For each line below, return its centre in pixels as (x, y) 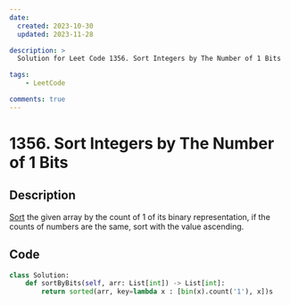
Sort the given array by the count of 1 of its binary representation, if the (140, 216)
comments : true (37, 99)
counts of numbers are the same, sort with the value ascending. (127, 226)
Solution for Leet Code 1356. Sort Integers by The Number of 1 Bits (149, 59)
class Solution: (39, 275)
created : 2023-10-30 (55, 26)
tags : (19, 75)
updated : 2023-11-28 (55, 34)
